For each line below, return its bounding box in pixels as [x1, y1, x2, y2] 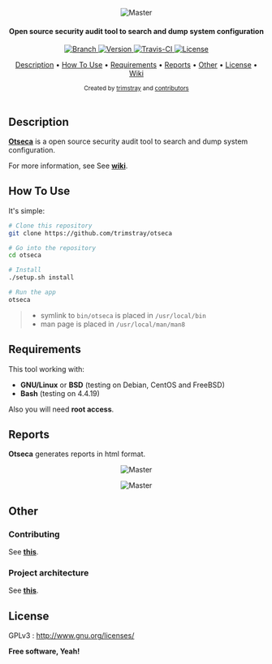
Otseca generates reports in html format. [8, 449, 146, 459]
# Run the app [8, 288, 57, 296]
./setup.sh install [8, 274, 75, 282]
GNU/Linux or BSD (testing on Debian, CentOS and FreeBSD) [19, 380, 226, 390]
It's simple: [8, 205, 45, 215]
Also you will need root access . [8, 404, 114, 414]
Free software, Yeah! [8, 646, 80, 657]
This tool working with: [8, 364, 85, 373]
